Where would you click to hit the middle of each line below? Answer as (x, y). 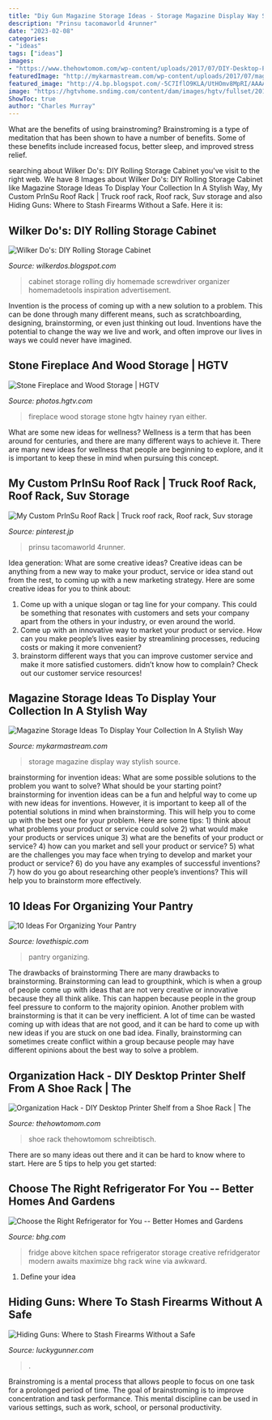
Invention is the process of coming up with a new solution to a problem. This (136, 305)
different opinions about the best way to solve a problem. (104, 1050)
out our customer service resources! (81, 673)
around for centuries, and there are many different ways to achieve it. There (135, 440)
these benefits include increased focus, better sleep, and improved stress (131, 147)
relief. (18, 155)
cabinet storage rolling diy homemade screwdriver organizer (129, 281)
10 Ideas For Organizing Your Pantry (101, 906)
